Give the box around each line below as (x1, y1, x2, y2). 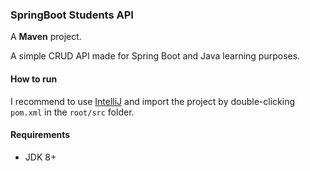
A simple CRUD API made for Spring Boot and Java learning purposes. (10, 50, 301, 62)
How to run (10, 73, 58, 85)
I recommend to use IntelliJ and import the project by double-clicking (10, 95, 295, 107)
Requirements (10, 129, 71, 141)
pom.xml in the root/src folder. (10, 106, 135, 118)
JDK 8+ (24, 151, 57, 163)
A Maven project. (10, 31, 82, 43)
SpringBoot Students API (10, 8, 134, 22)
